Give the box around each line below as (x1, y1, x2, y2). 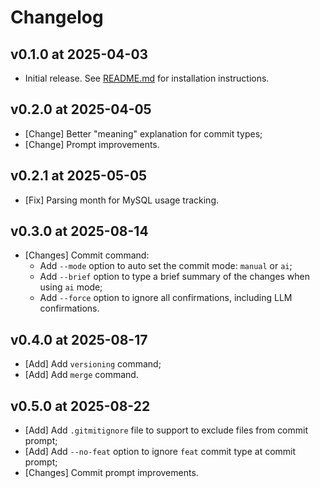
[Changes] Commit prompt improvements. (24, 467, 199, 479)
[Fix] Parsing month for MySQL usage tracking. (24, 194, 220, 206)
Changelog (10, 6, 104, 29)
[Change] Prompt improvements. (24, 138, 160, 150)
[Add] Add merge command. (24, 369, 139, 381)
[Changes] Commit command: (24, 249, 150, 261)
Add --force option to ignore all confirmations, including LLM (39, 292, 293, 304)
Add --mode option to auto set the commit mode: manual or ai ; (39, 260, 293, 272)
